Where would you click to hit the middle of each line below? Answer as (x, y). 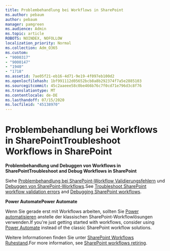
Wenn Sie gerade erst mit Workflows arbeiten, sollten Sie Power (72, 211)
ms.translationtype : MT (30, 90)
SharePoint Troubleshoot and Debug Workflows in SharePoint (71, 171)
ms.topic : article (25, 34)
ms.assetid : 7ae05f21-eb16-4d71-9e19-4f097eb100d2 (60, 76)
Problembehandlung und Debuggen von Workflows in (63, 165)
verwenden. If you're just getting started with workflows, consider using (80, 222)
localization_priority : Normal (38, 43)
